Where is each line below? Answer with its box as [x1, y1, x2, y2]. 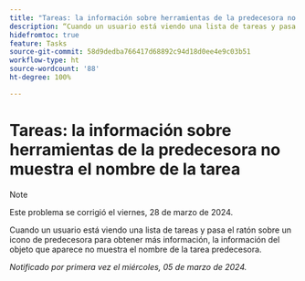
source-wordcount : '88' [9, 65, 100, 74]
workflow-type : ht [9, 56, 79, 65]
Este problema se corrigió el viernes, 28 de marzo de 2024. [9, 206, 234, 217]
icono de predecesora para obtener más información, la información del [9, 234, 280, 245]
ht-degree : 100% [9, 73, 71, 82]
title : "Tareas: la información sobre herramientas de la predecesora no [9, 13, 297, 23]
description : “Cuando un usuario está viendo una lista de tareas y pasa [9, 22, 297, 31]
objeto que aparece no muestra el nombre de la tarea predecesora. [9, 244, 262, 255]
